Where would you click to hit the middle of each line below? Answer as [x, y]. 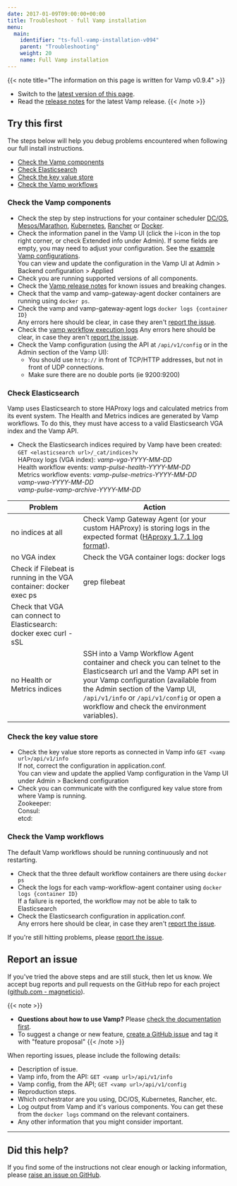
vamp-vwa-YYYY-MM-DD [55, 483]
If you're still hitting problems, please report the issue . [86, 937]
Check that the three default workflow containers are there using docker [122, 873]
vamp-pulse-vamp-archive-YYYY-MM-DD [79, 490]
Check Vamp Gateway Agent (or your [145, 519]
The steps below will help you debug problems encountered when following [117, 140]
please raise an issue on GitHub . [54, 1175]
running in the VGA [42, 577]
